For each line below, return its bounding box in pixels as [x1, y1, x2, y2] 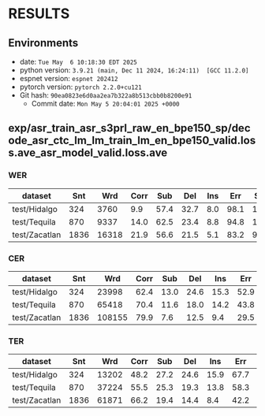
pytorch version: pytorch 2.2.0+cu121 [19, 82, 142, 91]
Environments [8, 36, 79, 50]
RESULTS [8, 5, 70, 23]
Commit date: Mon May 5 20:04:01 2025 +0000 [31, 99, 180, 108]
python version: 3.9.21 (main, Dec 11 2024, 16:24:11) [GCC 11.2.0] [19, 65, 250, 75]
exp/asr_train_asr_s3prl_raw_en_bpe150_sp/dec [8, 121, 251, 135]
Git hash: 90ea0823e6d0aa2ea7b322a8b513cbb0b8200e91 [19, 91, 192, 99]
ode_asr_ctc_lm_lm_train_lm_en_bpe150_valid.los [8, 134, 256, 147]
